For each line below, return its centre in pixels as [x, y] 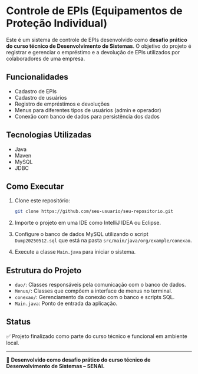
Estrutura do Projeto [44, 270]
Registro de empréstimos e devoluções [62, 104]
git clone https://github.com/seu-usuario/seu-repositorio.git [94, 211]
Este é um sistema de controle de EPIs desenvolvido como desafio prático [97, 40]
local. [13, 343]
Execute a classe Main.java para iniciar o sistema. [75, 252]
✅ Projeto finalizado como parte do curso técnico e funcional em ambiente [97, 336]
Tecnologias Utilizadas [49, 135]
